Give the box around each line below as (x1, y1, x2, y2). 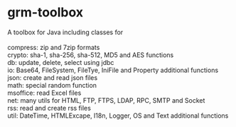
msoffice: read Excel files (7, 88, 82, 97)
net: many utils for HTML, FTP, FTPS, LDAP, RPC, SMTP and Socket (7, 96, 205, 104)
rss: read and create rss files (7, 103, 91, 112)
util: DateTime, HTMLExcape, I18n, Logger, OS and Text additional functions (7, 111, 229, 120)
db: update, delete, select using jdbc (7, 58, 114, 66)
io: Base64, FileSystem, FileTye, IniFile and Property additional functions (7, 66, 219, 74)
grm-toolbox (7, 4, 84, 21)
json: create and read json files (7, 73, 98, 82)
